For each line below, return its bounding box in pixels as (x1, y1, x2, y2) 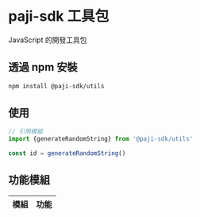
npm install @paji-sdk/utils (8, 82, 105, 90)
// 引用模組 (8, 128, 44, 136)
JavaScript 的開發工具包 (8, 35, 87, 45)
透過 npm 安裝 (8, 60, 78, 74)
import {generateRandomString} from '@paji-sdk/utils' (8, 135, 194, 143)
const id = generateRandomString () (8, 149, 126, 157)
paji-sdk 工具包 (8, 7, 110, 25)
